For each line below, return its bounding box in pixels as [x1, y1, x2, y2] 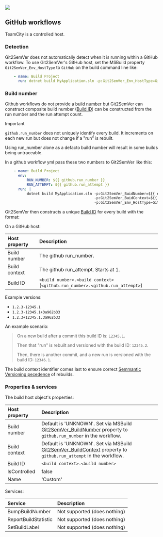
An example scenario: [5, 324, 49, 329]
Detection [5, 43, 29, 50]
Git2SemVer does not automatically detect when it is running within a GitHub [5, 54, 158, 60]
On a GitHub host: [5, 224, 41, 229]
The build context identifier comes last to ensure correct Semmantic [5, 366, 141, 372]
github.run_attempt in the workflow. [41, 453, 124, 459]
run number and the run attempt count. [5, 112, 83, 117]
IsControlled [7, 468, 35, 475]
